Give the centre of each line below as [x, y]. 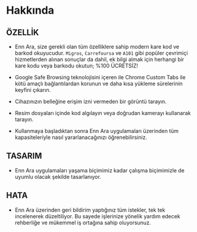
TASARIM [24, 156]
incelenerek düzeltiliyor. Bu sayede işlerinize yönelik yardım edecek [97, 216]
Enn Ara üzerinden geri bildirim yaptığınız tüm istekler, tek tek [90, 210]
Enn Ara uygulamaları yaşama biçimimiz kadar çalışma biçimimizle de [99, 170]
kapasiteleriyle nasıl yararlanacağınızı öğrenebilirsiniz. [81, 137]
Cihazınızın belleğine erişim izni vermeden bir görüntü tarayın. [90, 101]
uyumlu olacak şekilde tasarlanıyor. [58, 177]
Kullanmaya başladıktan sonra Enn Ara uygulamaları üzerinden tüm [96, 131]
